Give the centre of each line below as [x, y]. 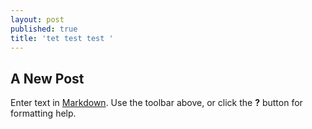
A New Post [47, 78]
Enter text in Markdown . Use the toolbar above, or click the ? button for [156, 103]
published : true [44, 29]
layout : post [37, 19]
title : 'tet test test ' [62, 38]
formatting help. [43, 113]
